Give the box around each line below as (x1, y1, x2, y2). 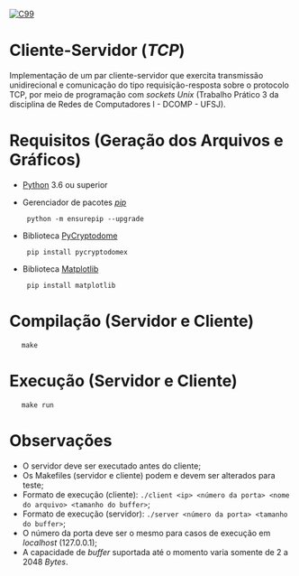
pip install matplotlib (26, 281, 116, 290)
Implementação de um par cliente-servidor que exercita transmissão (9, 70, 264, 80)
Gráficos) (9, 150, 82, 171)
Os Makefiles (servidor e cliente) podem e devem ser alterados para (22, 469, 276, 480)
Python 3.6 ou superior (22, 179, 108, 190)
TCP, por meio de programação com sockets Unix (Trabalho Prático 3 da (9, 88, 279, 99)
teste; (22, 479, 44, 490)
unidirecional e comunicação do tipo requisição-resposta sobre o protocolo (9, 79, 290, 90)
